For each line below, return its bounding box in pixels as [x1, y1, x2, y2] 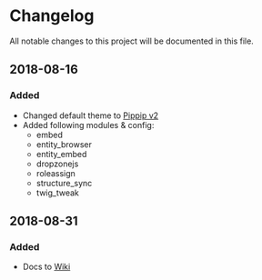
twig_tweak [35, 187, 80, 198]
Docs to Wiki [22, 261, 71, 273]
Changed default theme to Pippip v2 [22, 110, 159, 121]
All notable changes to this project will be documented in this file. [9, 35, 255, 46]
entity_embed [35, 148, 87, 159]
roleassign [35, 167, 76, 178]
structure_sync [35, 177, 93, 188]
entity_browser [35, 138, 93, 150]
